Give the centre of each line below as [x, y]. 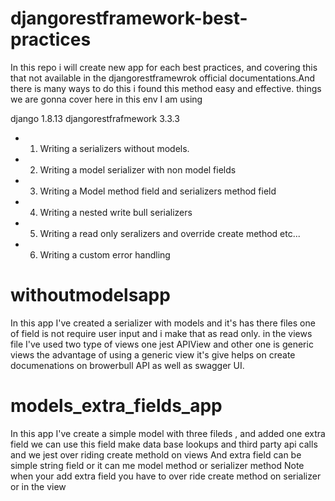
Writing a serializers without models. [114, 148]
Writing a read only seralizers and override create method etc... [170, 233]
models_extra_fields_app [116, 406]
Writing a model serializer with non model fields [138, 169]
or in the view [38, 486]
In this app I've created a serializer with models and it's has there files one [163, 323]
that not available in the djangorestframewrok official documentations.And [163, 78]
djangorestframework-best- [129, 18]
